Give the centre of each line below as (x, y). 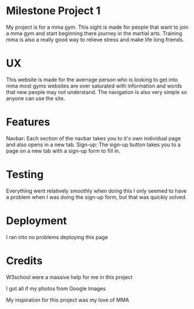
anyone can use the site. (36, 98)
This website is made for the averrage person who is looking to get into (92, 79)
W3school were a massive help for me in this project (69, 277)
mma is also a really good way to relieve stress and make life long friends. (95, 39)
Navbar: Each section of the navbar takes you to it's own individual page (93, 138)
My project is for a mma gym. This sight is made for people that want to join (97, 27)
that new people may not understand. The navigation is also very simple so (97, 92)
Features (28, 122)
